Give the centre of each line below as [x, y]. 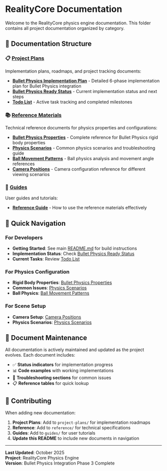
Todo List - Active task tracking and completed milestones [72, 102]
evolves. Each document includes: [40, 355]
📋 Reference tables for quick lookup [50, 383]
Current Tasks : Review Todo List [46, 259]
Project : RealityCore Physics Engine [42, 458]
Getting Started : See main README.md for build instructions [75, 248]
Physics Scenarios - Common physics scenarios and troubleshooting [84, 148]
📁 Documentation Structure [48, 44]
